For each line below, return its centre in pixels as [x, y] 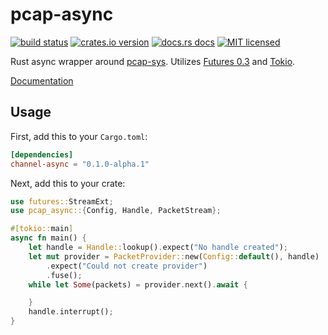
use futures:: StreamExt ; [62, 201]
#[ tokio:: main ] [42, 229]
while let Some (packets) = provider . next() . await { [138, 284]
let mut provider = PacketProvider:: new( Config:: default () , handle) [174, 256]
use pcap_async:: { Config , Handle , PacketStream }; [116, 211]
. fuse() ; [64, 275]
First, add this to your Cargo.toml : [79, 136]
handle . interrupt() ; [71, 312]
